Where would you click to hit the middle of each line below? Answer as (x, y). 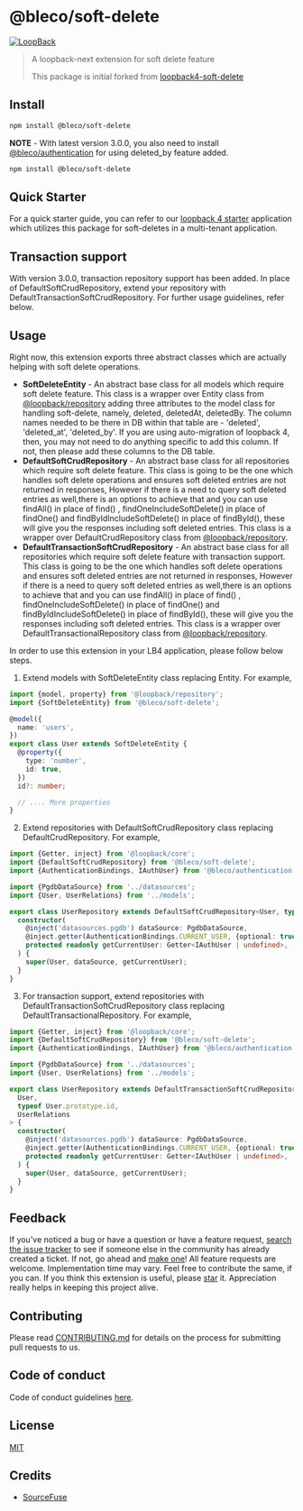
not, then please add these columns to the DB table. (119, 451)
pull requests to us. (45, 1347)
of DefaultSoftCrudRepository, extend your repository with (118, 288)
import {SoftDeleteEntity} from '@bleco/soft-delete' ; (115, 702)
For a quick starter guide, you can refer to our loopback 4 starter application (151, 219)
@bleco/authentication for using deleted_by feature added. (119, 152)
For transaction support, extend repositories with (113, 996)
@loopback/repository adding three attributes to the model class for (149, 403)
